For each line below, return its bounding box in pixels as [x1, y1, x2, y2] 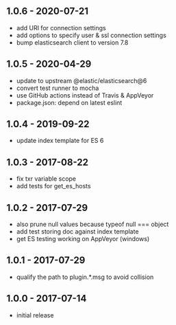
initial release [16, 311, 54, 319]
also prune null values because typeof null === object [16, 220, 169, 229]
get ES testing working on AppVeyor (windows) [16, 235, 150, 243]
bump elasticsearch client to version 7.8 [16, 38, 129, 47]
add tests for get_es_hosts [16, 182, 91, 190]
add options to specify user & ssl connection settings [16, 31, 167, 39]
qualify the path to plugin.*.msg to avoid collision [16, 273, 154, 281]
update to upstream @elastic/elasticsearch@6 [16, 76, 147, 85]
